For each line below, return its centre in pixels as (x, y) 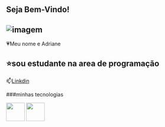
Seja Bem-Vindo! (38, 10)
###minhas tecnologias (35, 95)
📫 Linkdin (18, 81)
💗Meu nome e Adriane (33, 44)
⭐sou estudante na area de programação (83, 63)
